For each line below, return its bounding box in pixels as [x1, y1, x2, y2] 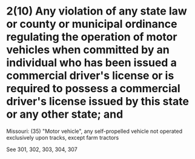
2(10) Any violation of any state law [6, 4, 188, 18]
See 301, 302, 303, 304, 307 [6, 146, 78, 153]
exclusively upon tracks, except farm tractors [6, 134, 119, 141]
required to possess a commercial [6, 82, 180, 95]
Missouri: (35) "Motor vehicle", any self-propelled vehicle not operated [6, 127, 183, 135]
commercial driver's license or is [6, 69, 174, 83]
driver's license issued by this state [6, 95, 190, 109]
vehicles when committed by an [6, 43, 170, 57]
